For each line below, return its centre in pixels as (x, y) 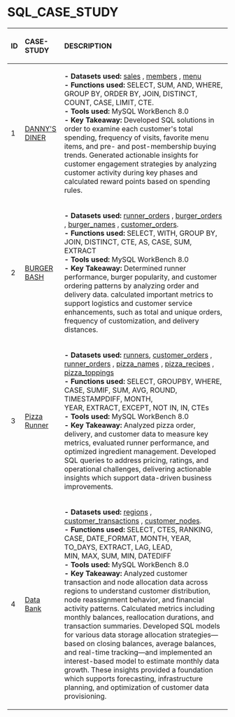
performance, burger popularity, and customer (141, 276)
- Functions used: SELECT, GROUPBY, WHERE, (143, 381)
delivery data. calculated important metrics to (138, 294)
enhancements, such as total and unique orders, (143, 311)
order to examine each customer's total (129, 128)
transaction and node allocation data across (136, 582)
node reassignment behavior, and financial (134, 599)
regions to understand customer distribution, (137, 591)
